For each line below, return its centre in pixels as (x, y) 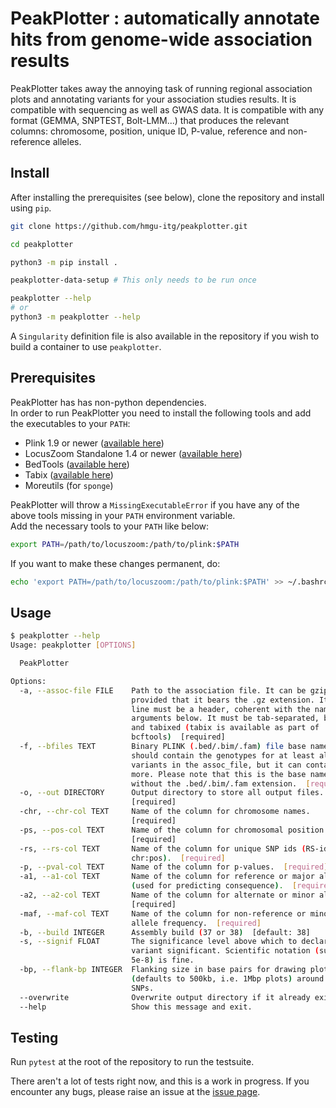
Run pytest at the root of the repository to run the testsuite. (132, 1062)
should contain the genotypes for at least (223, 755)
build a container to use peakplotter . (86, 346)
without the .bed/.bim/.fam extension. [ (221, 783)
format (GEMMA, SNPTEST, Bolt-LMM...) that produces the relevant (150, 120)
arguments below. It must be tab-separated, (225, 718)
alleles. (67, 141)
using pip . (31, 208)
